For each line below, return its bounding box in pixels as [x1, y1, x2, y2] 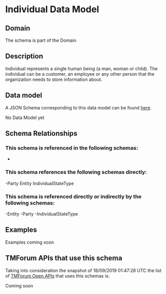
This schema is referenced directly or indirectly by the [5, 193, 142, 200]
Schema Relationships [5, 129, 78, 138]
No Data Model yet [5, 114, 45, 121]
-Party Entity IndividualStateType [5, 180, 74, 186]
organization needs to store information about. [5, 76, 103, 82]
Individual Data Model [5, 4, 99, 15]
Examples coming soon [5, 239, 54, 245]
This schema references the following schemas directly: [5, 169, 147, 176]
